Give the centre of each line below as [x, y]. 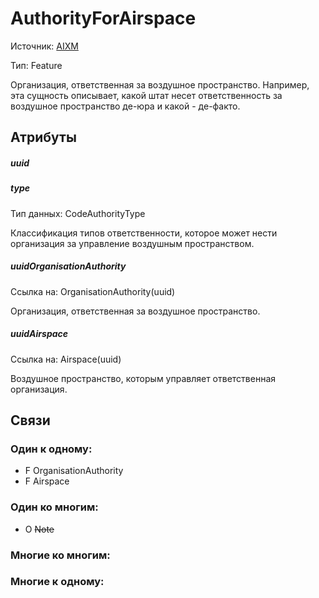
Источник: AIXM [44, 46]
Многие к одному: [57, 582]
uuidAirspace [39, 334]
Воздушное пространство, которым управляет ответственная [143, 378]
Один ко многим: [54, 507]
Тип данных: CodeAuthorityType [78, 213]
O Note [39, 529]
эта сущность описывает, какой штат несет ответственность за [146, 95]
